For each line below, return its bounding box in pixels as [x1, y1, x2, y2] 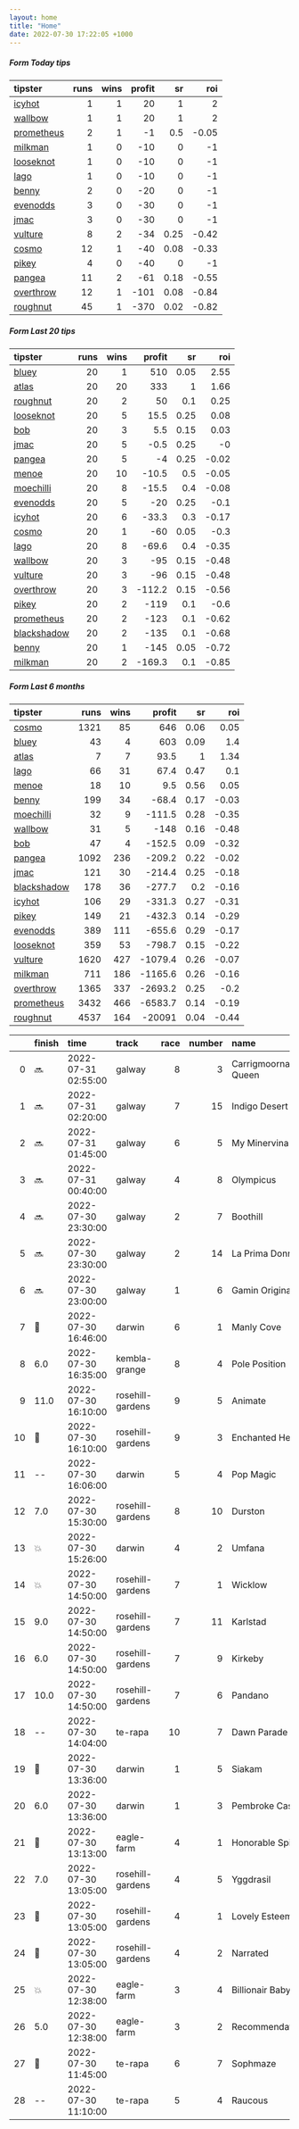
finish [34, 1037, 60, 1050]
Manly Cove [230, 1321, 282, 1334]
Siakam [230, 1763, 263, 1776]
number [188, 1037, 223, 1050]
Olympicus [230, 1174, 277, 1186]
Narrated [230, 1947, 270, 1959]
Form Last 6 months [9, 680, 85, 692]
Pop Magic [230, 1468, 277, 1481]
